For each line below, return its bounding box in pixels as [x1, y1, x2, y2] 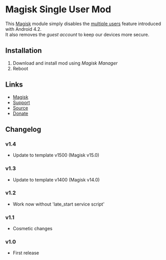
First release [12, 250, 39, 256]
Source [12, 105, 28, 111]
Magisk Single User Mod [5, 4, 111, 15]
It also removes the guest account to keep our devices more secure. [5, 31, 150, 37]
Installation [5, 46, 42, 55]
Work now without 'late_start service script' [12, 201, 105, 207]
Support [12, 99, 30, 106]
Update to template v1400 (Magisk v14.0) [12, 176, 100, 183]
